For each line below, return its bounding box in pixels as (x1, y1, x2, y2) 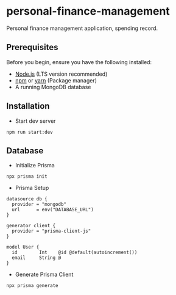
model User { (6, 244, 40, 250)
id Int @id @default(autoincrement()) (12, 249, 138, 256)
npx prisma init (6, 173, 48, 180)
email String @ (12, 255, 62, 261)
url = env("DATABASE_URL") (12, 206, 94, 213)
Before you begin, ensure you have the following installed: (6, 58, 152, 65)
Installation (6, 101, 50, 111)
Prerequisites (6, 42, 58, 53)
